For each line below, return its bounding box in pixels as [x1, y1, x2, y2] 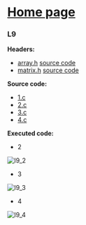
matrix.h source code [17, 66, 79, 74]
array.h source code [17, 59, 76, 67]
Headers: [7, 45, 35, 53]
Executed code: [7, 129, 54, 137]
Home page [7, 4, 76, 20]
